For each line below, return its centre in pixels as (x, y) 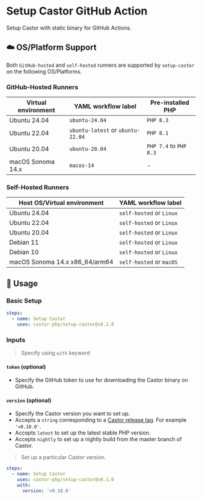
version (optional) (29, 400)
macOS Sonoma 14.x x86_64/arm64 (61, 262)
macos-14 (82, 166)
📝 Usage (22, 284)
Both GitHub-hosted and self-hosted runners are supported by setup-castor (100, 65)
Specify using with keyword (55, 353)
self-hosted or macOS (148, 262)
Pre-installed (170, 102)
